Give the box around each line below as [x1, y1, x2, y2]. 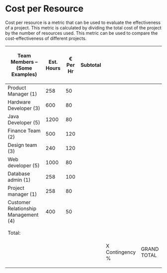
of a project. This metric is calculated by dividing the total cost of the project [5, 24, 162, 30]
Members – [10, 58, 38, 65]
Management [7, 211, 39, 218]
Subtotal [80, 61, 101, 68]
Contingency [106, 249, 136, 256]
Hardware [7, 98, 31, 105]
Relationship [7, 205, 36, 212]
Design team [7, 141, 37, 148]
